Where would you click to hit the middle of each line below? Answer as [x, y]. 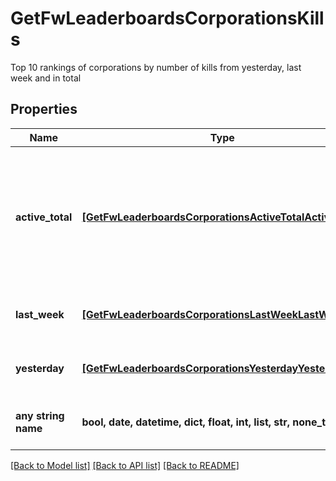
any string [40, 415]
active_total [44, 217]
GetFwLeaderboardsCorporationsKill [167, 18]
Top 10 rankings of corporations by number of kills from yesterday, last [156, 67]
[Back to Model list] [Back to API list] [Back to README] [125, 465]
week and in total [46, 78]
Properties [44, 109]
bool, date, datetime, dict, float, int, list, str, [185, 422]
